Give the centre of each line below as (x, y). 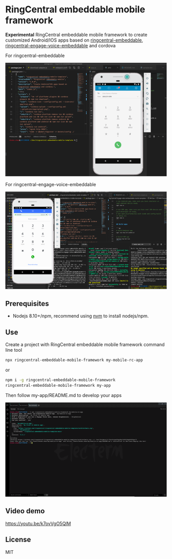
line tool (14, 350)
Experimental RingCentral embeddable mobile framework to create (76, 34)
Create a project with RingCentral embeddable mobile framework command (85, 344)
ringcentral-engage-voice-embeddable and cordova (61, 45)
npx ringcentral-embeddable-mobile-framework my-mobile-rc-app (74, 360)
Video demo (25, 511)
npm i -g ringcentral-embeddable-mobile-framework (60, 380)
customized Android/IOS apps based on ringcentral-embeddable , (74, 40)
